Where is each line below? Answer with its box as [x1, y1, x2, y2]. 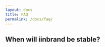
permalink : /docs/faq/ [5, 16, 53, 21]
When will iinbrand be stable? [5, 35, 100, 43]
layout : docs [5, 7, 33, 12]
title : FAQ [5, 12, 28, 17]
